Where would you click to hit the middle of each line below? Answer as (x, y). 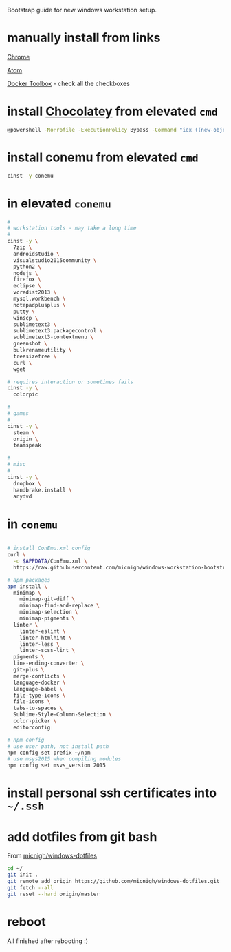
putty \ (24, 312)
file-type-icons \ (40, 696)
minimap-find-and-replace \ (59, 606)
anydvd (23, 496)
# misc (16, 465)
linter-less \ (40, 644)
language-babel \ (38, 689)
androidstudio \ (36, 254)
